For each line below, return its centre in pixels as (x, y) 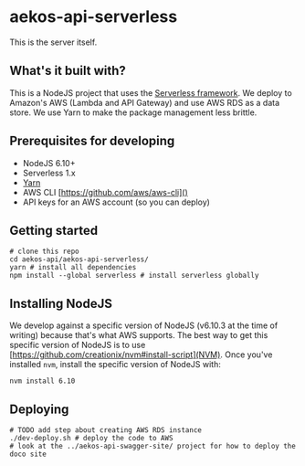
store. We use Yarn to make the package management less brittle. (133, 112)
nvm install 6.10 (42, 381)
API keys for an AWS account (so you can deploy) (116, 202)
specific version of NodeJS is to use (78, 345)
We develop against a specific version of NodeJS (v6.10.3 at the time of (144, 325)
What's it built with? (68, 71)
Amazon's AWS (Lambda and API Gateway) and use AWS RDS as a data (145, 102)
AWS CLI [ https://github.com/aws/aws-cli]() (105, 192)
